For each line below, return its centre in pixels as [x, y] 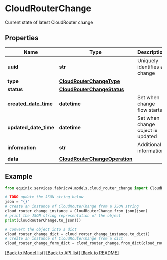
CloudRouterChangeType [89, 81]
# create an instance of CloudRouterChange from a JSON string [72, 206]
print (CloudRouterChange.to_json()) [43, 220]
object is [147, 130]
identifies [148, 67]
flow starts [150, 110]
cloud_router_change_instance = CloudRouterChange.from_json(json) [77, 211]
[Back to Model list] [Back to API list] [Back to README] [62, 253]
